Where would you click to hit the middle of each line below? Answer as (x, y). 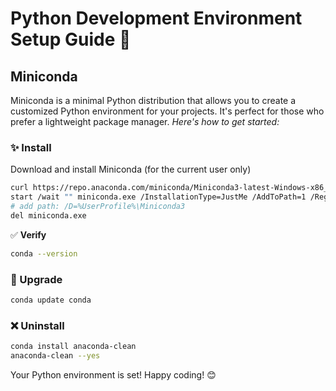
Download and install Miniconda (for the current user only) (131, 169)
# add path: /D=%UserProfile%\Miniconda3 (98, 207)
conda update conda (51, 300)
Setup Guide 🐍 (71, 39)
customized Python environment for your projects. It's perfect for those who (167, 111)
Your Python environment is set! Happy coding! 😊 (113, 374)
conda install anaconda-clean (73, 347)
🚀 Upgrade (36, 279)
